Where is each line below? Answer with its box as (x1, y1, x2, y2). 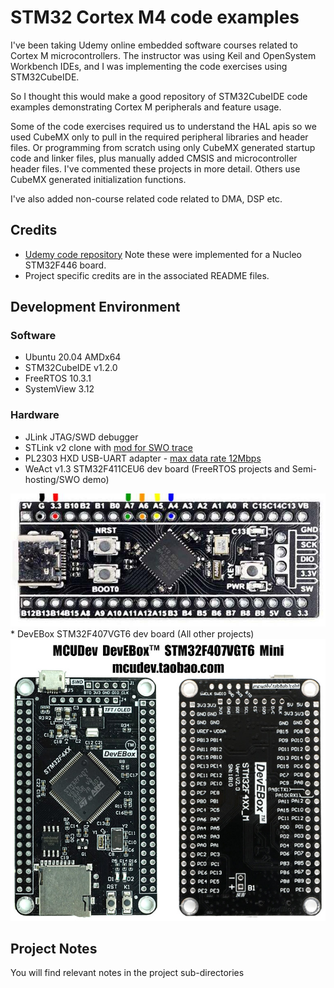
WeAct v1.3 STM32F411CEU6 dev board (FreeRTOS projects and (24, 462, 290, 475)
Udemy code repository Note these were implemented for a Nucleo (24, 248, 303, 260)
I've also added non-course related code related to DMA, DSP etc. (10, 192, 283, 205)
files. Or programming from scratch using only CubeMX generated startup (10, 141, 316, 153)
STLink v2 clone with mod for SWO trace (24, 441, 193, 453)
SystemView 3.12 (24, 383, 95, 395)
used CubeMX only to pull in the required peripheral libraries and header (10, 131, 309, 143)
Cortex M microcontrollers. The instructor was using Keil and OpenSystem (10, 49, 317, 61)
